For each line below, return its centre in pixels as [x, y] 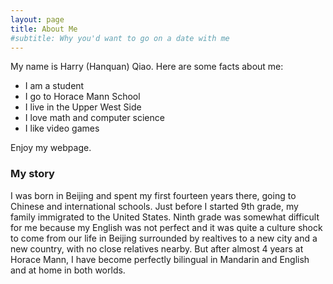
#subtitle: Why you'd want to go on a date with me [120, 38]
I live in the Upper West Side [83, 107]
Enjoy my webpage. [51, 148]
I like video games [62, 128]
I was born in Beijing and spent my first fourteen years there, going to [153, 195]
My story [32, 174]
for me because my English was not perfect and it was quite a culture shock [166, 227]
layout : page [37, 19]
